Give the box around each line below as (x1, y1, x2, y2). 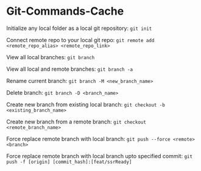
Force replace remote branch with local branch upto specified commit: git (6, 152, 193, 159)
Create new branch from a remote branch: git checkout (6, 118, 146, 125)
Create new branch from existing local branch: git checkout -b (6, 101, 166, 108)
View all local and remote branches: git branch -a (6, 65, 133, 73)
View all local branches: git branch (6, 53, 95, 60)
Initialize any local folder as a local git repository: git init (6, 24, 152, 32)
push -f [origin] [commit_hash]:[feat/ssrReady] (6, 159, 132, 165)
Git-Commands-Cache (6, 4, 124, 18)
